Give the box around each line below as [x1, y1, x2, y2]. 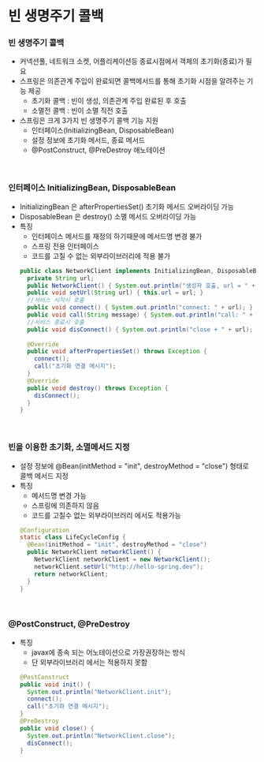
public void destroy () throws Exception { [27, 384, 169, 392]
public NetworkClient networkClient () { [27, 548, 162, 556]
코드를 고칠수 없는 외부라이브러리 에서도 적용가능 [31, 510, 181, 520]
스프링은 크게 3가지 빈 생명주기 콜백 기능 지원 [19, 116, 159, 125]
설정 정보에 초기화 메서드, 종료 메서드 [31, 136, 146, 145]
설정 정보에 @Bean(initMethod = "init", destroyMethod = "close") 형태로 [19, 461, 250, 470]
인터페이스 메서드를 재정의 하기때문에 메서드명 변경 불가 [31, 231, 203, 241]
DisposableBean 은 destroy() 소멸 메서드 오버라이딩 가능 [19, 211, 197, 221]
